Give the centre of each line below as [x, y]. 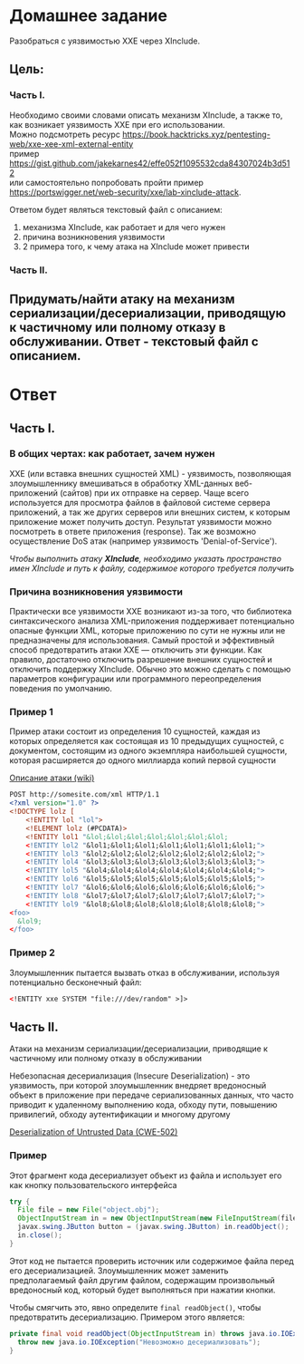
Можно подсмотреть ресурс [65, 134]
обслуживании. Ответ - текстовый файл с [134, 341]
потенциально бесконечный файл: [76, 982]
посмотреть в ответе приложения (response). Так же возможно [133, 531]
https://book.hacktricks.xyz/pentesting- [196, 134]
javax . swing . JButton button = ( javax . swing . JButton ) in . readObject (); [153, 1227]
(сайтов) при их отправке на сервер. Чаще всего [155, 493]
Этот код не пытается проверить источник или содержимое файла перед [152, 1261]
